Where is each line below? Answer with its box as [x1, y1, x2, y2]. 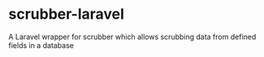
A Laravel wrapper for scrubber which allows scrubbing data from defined [8, 32, 257, 42]
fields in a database [8, 40, 75, 50]
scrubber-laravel [8, 5, 124, 24]
